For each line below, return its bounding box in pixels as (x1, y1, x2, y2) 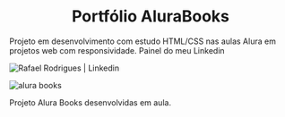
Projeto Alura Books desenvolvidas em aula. (9, 96, 172, 108)
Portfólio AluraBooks (71, 6, 230, 27)
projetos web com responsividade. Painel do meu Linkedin (9, 45, 226, 55)
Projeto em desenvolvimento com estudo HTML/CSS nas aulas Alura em (9, 36, 276, 46)
